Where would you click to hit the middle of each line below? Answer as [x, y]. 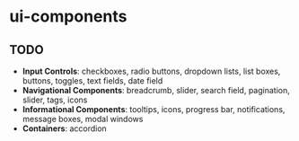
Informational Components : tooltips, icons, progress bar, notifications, [154, 109]
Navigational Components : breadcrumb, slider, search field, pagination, [156, 90]
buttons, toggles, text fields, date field [92, 81]
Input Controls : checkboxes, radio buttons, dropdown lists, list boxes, [151, 71]
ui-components [68, 17]
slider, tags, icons [55, 100]
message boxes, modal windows [83, 119]
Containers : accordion [65, 128]
